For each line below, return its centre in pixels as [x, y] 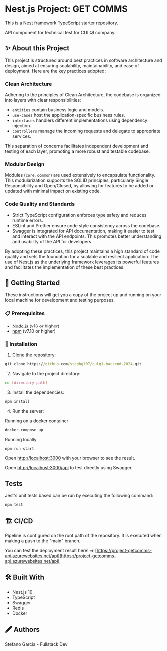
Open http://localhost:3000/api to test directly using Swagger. [69, 468]
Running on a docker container [37, 421]
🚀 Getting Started [33, 283]
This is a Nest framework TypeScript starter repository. [62, 23]
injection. [22, 126]
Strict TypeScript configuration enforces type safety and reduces [79, 215]
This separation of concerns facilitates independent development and [77, 146]
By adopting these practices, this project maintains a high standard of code [82, 251]
